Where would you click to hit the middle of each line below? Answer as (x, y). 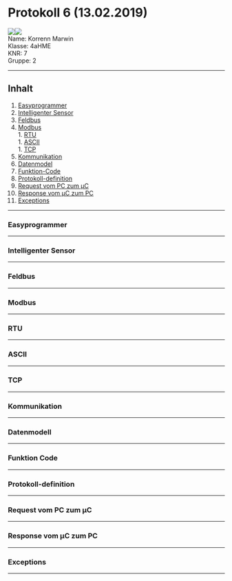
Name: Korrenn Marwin (41, 39)
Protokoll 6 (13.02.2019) (78, 13)
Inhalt (20, 88)
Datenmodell (30, 432)
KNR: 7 (18, 53)
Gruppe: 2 (22, 61)
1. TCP (27, 149)
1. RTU (27, 134)
